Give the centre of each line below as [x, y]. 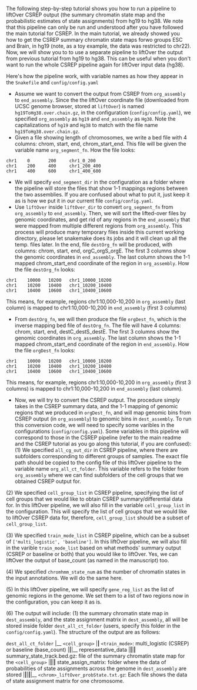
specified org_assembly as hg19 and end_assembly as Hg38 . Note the [95, 119]
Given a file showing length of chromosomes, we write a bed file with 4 [101, 137]
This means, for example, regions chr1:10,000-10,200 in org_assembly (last [96, 301]
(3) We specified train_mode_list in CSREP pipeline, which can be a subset [98, 535]
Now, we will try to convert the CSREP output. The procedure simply [97, 400]
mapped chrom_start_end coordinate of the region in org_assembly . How [102, 263]
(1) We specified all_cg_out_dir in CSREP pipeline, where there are [96, 450]
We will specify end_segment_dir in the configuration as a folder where [100, 182]
